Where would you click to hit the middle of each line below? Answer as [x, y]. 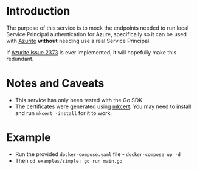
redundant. [20, 59]
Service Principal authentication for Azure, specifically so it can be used [97, 34]
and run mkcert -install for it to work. [64, 113]
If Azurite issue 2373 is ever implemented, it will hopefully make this [92, 52]
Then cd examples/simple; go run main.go [69, 160]
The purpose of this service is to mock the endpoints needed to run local [98, 28]
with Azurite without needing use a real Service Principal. [78, 41]
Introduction [38, 11]
